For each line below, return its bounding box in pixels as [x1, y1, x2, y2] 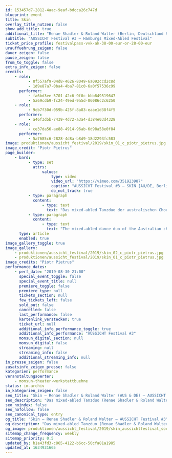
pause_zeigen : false [5, 55, 50, 60]
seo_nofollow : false [5, 407, 50, 412]
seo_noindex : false [5, 402, 47, 407]
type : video [51, 174, 77, 179]
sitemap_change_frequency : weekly [5, 431, 79, 436]
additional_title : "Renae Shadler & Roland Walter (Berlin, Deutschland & [5, 31, 168, 36]
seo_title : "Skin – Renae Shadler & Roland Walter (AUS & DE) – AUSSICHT [5, 392, 166, 398]
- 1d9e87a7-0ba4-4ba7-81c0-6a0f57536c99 [28, 83, 116, 89]
